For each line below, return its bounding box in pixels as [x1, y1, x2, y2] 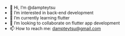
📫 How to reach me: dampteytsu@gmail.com [9, 26, 101, 31]
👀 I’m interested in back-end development [9, 10, 94, 16]
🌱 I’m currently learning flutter [9, 15, 70, 20]
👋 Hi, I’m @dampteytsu [9, 5, 56, 10]
